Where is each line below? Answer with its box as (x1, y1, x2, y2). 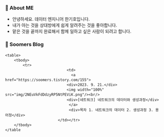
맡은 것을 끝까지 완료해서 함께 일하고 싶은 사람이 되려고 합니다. (12, 28, 132, 34)
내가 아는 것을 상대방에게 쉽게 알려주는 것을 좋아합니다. (12, 22, 117, 28)
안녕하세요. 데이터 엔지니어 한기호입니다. (12, 16, 90, 22)
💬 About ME (5, 4, 34, 11)
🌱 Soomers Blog (5, 41, 44, 48)
